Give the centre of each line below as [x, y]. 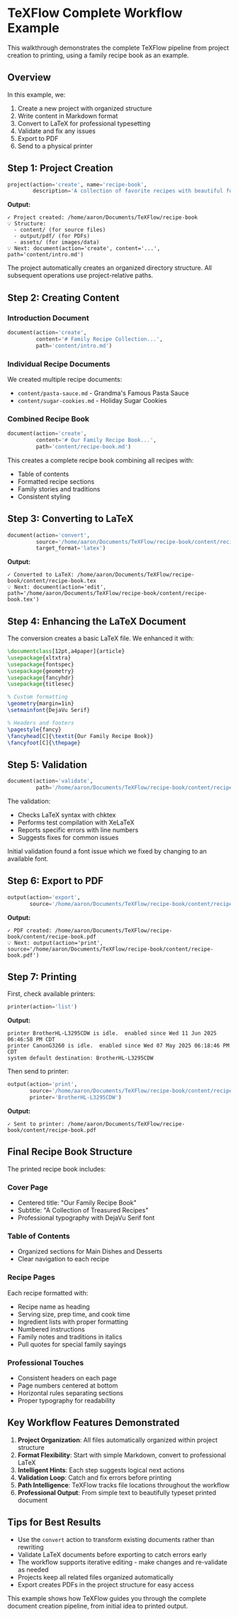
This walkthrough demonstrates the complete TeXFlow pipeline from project [118, 47]
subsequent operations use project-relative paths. [80, 276]
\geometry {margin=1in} [41, 704]
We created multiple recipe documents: [65, 379]
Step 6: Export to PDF [56, 881]
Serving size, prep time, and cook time [74, 1314]
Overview [29, 78]
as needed [33, 1570]
